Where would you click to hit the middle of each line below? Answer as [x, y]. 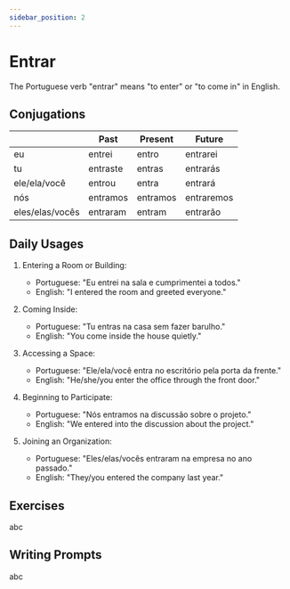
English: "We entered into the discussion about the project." [145, 424]
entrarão [203, 212]
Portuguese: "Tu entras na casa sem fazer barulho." [130, 327]
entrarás [203, 168]
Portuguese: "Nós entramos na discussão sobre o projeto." [143, 414]
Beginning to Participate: [67, 397]
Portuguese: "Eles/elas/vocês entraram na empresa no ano [144, 459]
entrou [102, 184]
